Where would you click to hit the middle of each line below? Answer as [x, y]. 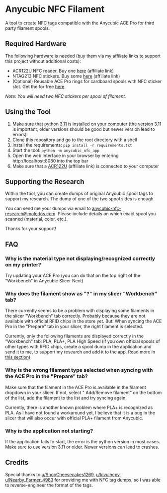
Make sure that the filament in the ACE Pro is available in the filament [76, 387]
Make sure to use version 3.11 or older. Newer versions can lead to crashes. [82, 447]
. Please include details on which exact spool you [106, 214]
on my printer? [23, 264]
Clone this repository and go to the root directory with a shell [75, 140]
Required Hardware [36, 44]
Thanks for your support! [31, 229]
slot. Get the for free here [38, 86]
